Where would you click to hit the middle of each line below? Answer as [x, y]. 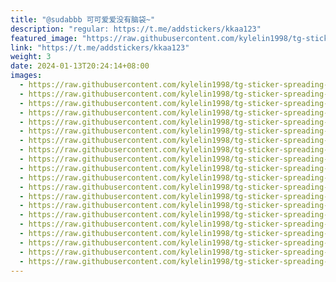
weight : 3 [31, 57]
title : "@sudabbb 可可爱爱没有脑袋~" [83, 19]
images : [26, 76]
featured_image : [44, 38]
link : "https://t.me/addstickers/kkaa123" [100, 47]
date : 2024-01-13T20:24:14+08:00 [80, 66]
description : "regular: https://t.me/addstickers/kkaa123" [136, 29]
